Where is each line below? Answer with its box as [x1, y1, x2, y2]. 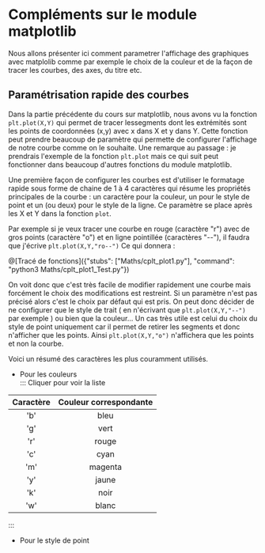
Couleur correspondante [58, 396, 153, 407]
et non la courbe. [8, 339, 64, 348]
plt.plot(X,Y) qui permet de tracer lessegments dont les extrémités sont [8, 117, 248, 127]
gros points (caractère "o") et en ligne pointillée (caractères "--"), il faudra [8, 232, 250, 242]
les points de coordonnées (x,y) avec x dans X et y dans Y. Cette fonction [8, 126, 248, 135]
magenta [89, 461, 123, 472]
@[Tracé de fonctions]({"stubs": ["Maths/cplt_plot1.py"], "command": [8, 256, 235, 266]
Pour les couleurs [19, 369, 78, 379]
